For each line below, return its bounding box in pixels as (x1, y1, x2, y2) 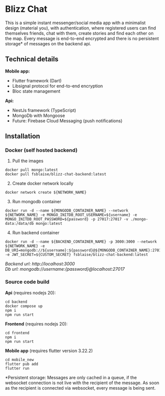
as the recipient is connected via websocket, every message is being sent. (5, 385, 156, 391)
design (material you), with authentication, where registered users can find (5, 25, 156, 31)
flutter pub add (5, 361, 38, 366)
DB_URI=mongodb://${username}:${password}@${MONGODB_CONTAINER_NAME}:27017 (5, 248, 164, 253)
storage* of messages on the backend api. (5, 40, 92, 46)
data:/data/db (5, 221, 34, 226)
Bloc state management (12, 88, 60, 94)
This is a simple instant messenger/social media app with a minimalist (5, 20, 146, 26)
